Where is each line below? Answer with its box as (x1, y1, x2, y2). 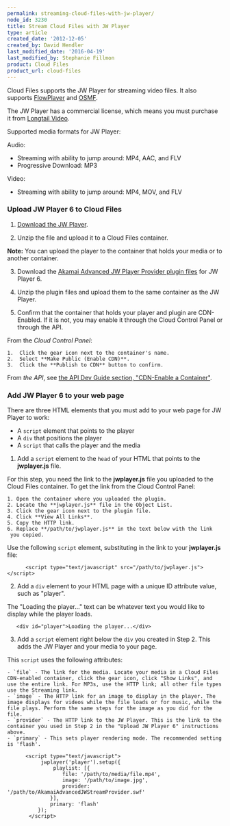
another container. (7, 254, 60, 262)
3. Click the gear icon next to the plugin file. (7, 508, 152, 514)
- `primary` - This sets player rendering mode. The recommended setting (7, 735, 222, 742)
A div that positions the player (16, 434, 103, 442)
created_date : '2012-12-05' (7, 36, 88, 42)
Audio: (7, 140, 26, 149)
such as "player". (16, 590, 66, 598)
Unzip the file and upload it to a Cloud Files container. (16, 234, 169, 242)
